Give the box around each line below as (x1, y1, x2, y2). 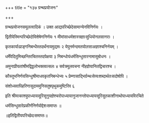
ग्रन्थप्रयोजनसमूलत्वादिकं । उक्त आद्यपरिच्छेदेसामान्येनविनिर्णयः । (5, 24, 103, 30)
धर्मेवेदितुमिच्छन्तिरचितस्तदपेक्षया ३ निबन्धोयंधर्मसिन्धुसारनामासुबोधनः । (5, 54, 111, 59)
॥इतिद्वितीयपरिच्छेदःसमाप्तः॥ (5, 113, 48, 118)
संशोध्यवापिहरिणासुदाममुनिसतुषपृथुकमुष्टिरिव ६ (5, 83, 75, 89)
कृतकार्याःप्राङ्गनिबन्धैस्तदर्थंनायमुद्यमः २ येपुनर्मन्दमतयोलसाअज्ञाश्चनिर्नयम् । (5, 44, 119, 49)
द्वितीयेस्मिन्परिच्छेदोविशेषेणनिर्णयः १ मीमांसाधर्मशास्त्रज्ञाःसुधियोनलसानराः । (5, 34, 115, 39)
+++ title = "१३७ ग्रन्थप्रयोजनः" (5, 5, 58, 10)
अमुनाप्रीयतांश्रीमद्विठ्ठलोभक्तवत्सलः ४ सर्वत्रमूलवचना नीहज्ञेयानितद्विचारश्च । (5, 63, 116, 69)
